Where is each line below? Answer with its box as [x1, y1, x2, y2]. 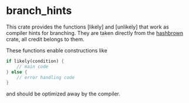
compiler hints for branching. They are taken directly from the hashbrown [6, 29, 184, 36]
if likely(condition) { [6, 58, 65, 64]
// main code [16, 63, 49, 69]
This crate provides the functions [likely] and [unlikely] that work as [6, 23, 169, 30]
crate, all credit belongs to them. [6, 35, 85, 42]
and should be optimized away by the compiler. [6, 90, 120, 97]
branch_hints [6, 4, 72, 17]
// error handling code [16, 74, 75, 80]
